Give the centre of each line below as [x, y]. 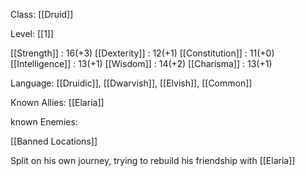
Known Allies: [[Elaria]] [57, 102]
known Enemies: [44, 122]
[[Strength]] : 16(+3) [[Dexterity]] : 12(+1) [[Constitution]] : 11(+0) [142, 53]
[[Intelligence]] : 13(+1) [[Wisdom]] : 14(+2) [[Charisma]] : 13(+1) [141, 63]
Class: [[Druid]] [42, 14]
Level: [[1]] [32, 33]
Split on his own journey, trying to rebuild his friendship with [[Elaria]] [153, 160]
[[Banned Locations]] [54, 141]
